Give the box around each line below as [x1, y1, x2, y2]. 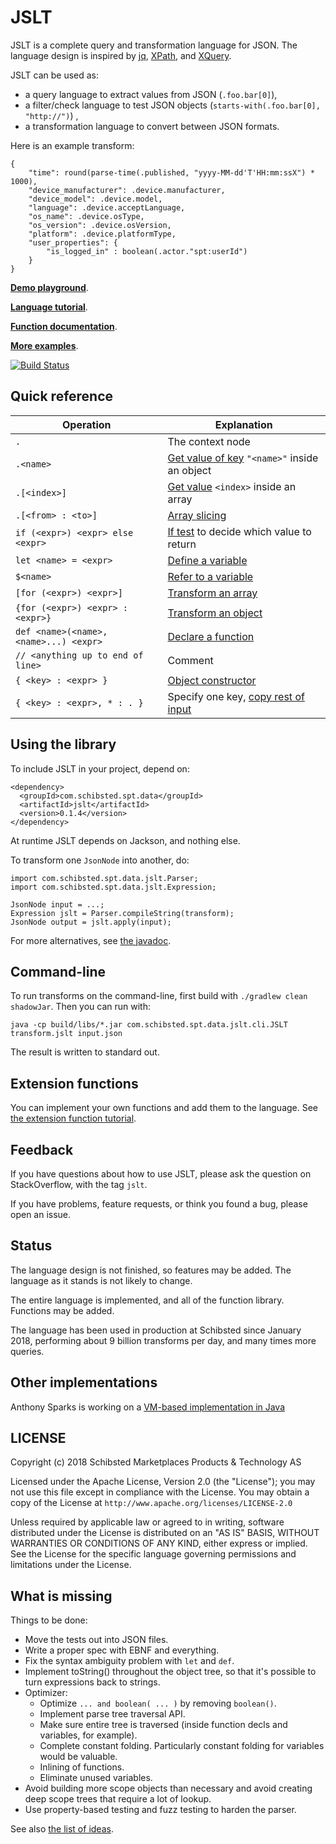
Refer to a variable [167, 569, 254, 583]
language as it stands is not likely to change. [10, 1274, 193, 1286]
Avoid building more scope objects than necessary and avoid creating [24, 1782, 313, 1795]
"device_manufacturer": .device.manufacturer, [28, 185, 226, 195]
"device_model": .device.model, [28, 194, 163, 204]
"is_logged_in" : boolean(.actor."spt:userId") [46, 246, 248, 256]
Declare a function [167, 629, 255, 643]
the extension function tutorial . [10, 1112, 137, 1125]
